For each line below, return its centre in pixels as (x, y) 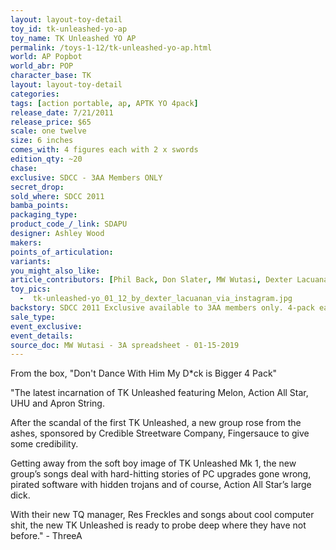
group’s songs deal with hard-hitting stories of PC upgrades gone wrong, (161, 474)
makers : (26, 242)
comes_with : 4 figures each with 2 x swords (104, 150)
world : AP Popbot (46, 57)
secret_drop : (37, 187)
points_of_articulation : (62, 252)
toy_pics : (31, 289)
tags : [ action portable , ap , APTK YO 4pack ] (104, 103)
